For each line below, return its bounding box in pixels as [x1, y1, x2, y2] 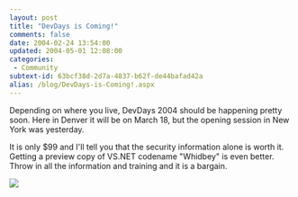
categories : [9, 55, 54, 64]
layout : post [9, 13, 59, 22]
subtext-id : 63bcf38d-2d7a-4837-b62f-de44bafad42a [9, 72, 203, 81]
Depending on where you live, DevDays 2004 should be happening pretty [9, 104, 283, 115]
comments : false [9, 30, 70, 39]
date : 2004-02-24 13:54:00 [9, 38, 111, 48]
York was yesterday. [9, 123, 85, 135]
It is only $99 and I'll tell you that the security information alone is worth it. [9, 141, 284, 152]
